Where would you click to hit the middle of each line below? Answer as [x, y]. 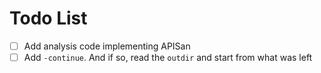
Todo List [48, 18]
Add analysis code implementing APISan [107, 46]
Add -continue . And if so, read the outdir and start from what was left [168, 57]
